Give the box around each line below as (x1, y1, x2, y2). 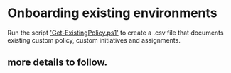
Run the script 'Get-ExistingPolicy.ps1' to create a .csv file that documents (7, 28, 224, 37)
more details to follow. (7, 57, 108, 69)
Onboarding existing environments (7, 5, 218, 21)
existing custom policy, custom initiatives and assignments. (7, 35, 181, 44)
